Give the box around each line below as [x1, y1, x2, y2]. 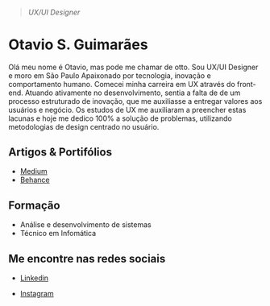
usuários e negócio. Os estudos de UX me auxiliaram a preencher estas [8, 105, 247, 114]
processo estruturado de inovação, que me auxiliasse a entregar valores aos [8, 96, 263, 105]
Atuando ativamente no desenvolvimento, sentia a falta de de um [24, 88, 241, 97]
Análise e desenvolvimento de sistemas [19, 220, 152, 229]
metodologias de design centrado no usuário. [8, 122, 160, 131]
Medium [19, 167, 48, 176]
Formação [8, 198, 60, 212]
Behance [19, 175, 50, 185]
